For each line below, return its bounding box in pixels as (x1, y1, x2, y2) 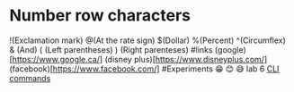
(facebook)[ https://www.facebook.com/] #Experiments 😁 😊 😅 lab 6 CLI (9, 63, 280, 74)
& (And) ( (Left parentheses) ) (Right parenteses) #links (9, 44, 213, 54)
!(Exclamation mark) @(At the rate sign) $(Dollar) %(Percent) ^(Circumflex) (9, 35, 286, 46)
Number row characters (9, 5, 192, 26)
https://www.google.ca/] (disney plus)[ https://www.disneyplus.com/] (12, 54, 268, 64)
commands (9, 72, 51, 83)
